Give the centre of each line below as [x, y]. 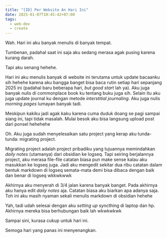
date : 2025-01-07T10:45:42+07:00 [40, 15]
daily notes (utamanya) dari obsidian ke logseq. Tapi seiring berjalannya [79, 154]
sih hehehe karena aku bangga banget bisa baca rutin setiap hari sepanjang [83, 83]
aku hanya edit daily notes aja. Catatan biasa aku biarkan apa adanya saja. [82, 190]
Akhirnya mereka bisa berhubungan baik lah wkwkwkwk [63, 211]
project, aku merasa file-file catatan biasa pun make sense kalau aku [76, 160]
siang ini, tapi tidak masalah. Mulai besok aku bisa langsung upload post [80, 119]
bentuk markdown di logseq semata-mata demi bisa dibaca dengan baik [80, 170]
